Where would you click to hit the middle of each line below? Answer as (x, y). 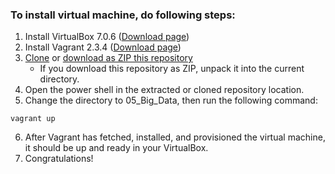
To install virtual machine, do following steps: (123, 15)
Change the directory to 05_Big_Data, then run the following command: (171, 100)
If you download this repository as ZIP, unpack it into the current (172, 69)
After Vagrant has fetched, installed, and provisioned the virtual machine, (175, 137)
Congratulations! (59, 159)
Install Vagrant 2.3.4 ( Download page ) (103, 47)
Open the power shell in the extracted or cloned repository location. (164, 90)
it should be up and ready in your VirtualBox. (116, 148)
